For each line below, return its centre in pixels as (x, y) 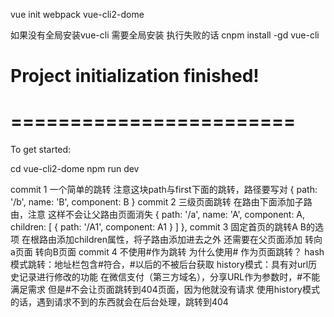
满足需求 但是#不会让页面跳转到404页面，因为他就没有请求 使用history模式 (165, 290)
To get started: (41, 150)
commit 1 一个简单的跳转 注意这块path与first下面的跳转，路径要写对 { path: (164, 190)
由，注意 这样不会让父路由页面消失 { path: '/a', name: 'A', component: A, (158, 215)
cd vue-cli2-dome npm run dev (75, 169)
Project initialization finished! (135, 76)
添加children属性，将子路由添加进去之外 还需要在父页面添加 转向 (189, 240)
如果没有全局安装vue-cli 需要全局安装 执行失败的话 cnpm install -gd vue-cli (165, 35)
